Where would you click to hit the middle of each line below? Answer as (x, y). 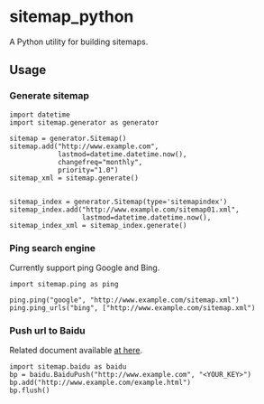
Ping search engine (53, 248)
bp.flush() (30, 390)
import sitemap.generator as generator (84, 122)
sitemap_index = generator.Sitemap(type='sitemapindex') (118, 202)
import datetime (40, 115)
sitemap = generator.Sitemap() (68, 138)
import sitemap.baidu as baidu (68, 367)
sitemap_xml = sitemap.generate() (74, 178)
